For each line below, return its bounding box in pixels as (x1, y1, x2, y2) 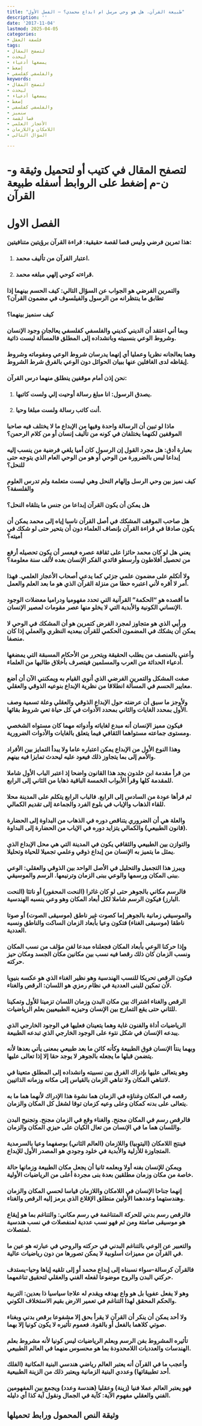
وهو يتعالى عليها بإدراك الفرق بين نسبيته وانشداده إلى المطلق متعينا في (7, 1068, 188, 1077)
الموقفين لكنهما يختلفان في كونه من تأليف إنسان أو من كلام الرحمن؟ (7, 430, 182, 438)
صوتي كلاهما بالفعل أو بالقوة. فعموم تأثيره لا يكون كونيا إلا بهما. (7, 1320, 167, 1328)
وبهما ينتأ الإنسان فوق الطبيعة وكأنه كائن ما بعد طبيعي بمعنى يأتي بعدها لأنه (7, 1045, 196, 1053)
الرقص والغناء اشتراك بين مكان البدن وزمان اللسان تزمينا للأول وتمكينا (7, 997, 186, 1005)
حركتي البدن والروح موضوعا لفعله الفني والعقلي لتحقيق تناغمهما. (7, 1272, 174, 1281)
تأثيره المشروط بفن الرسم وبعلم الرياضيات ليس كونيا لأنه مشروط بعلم (7, 1336, 188, 1345)
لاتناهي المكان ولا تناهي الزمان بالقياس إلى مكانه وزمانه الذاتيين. (7, 1076, 171, 1084)
